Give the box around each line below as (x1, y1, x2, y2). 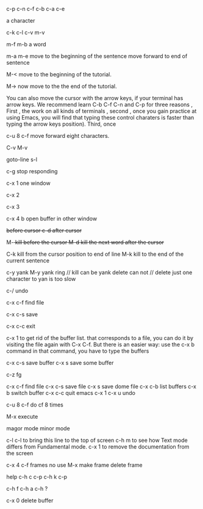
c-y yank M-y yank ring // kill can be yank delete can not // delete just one (6, 269, 193, 276)
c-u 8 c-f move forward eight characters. (6, 132, 110, 139)
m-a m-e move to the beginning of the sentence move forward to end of (6, 52, 188, 60)
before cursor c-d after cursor (6, 227, 82, 234)
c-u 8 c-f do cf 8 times (6, 401, 64, 408)
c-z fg (6, 371, 22, 378)
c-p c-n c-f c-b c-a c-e (6, 5, 65, 12)
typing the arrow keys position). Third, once (6, 120, 116, 128)
